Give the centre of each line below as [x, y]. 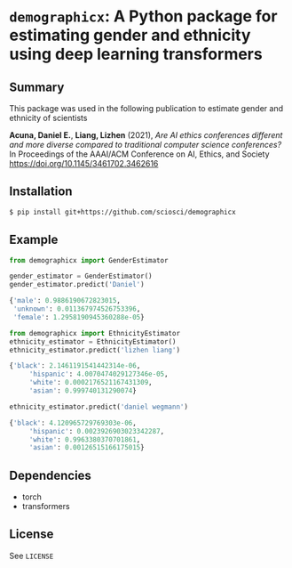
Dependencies [50, 475]
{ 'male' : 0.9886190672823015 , [65, 301]
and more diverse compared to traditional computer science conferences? [146, 145]
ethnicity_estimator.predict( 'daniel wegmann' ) [99, 407]
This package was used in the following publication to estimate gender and [146, 108]
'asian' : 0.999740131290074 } [83, 391]
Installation [41, 192]
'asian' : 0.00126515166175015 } [87, 448]
